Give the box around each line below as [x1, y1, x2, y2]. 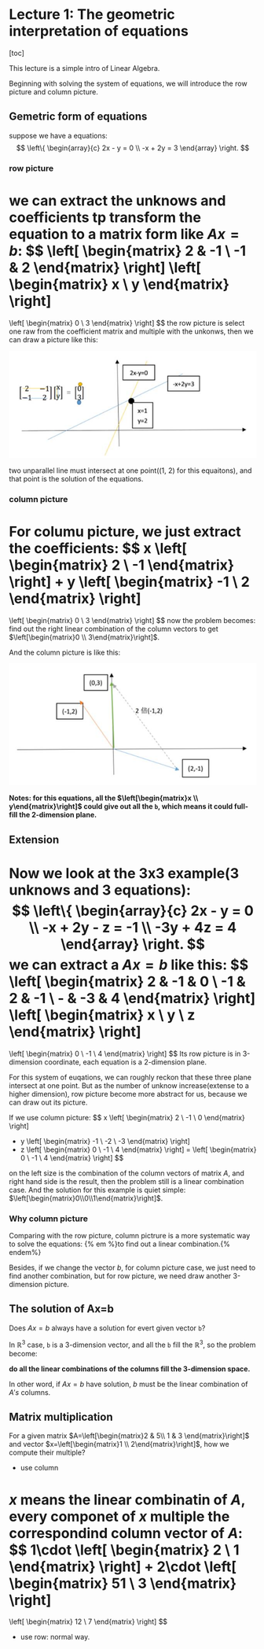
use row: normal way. [20, 1632, 90, 1642]
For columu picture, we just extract [9, 522, 242, 540]
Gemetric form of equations [9, 110, 148, 124]
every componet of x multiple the [9, 1507, 230, 1525]
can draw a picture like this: [9, 334, 98, 344]
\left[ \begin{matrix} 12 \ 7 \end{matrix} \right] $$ [9, 1617, 168, 1626]
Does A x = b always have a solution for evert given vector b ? [9, 1323, 206, 1333]
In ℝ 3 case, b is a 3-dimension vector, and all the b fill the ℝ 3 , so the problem [9, 1338, 256, 1349]
